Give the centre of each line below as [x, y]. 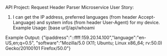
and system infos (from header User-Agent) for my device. [98, 22]
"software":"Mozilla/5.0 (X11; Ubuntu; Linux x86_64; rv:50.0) [99, 43]
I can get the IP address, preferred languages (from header [75, 17]
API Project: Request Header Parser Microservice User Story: [70, 7]
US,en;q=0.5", [20, 43]
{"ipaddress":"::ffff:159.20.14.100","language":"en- [94, 38]
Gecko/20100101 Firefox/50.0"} [38, 48]
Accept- [147, 17]
